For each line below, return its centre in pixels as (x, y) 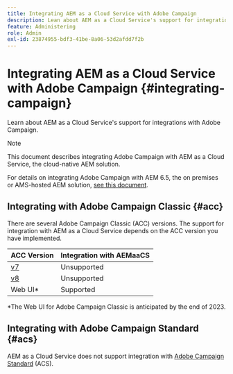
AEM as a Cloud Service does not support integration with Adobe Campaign (115, 356)
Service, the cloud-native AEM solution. (64, 164)
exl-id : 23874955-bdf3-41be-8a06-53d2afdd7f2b (76, 40)
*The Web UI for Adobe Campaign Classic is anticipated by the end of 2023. (116, 307)
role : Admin (24, 33)
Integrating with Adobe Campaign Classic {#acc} (115, 206)
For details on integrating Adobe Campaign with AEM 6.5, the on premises (113, 178)
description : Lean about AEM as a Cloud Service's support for (101, 20)
